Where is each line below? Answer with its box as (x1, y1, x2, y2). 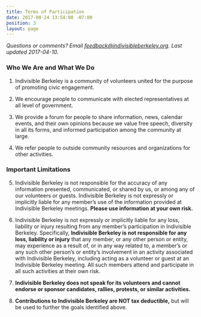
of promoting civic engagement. (14, 84, 95, 91)
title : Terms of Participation (6, 8, 85, 15)
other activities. (14, 150, 54, 158)
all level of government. (14, 102, 73, 109)
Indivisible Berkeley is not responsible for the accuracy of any (14, 179, 168, 186)
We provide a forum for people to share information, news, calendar (14, 113, 183, 120)
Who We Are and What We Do (6, 64, 95, 72)
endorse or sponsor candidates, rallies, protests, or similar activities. (14, 285, 191, 292)
